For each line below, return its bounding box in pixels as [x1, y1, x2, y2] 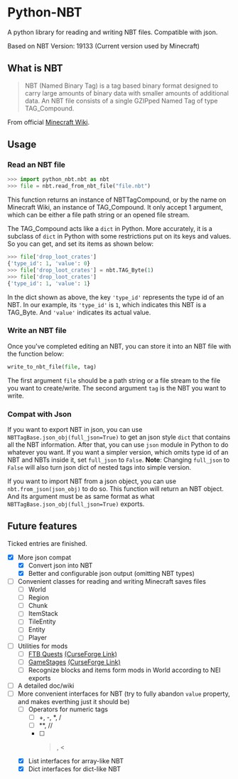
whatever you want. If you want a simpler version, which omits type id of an [7, 448, 229, 457]
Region [28, 593, 50, 602]
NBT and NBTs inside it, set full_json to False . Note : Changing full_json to [7, 455, 230, 464]
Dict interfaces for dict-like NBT [28, 765, 121, 773]
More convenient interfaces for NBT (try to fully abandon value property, [17, 689, 230, 698]
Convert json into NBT [28, 561, 93, 569]
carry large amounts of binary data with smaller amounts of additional [24, 88, 229, 97]
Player [28, 634, 48, 642]
